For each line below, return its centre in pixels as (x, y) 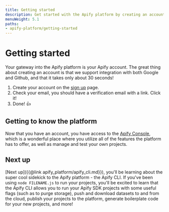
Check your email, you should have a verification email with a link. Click (87, 93)
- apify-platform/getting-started (41, 29)
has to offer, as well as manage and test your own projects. (66, 144)
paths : (12, 24)
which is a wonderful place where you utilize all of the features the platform (83, 139)
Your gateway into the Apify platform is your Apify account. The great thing (83, 67)
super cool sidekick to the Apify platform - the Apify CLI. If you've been (79, 177)
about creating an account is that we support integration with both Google (82, 73)
